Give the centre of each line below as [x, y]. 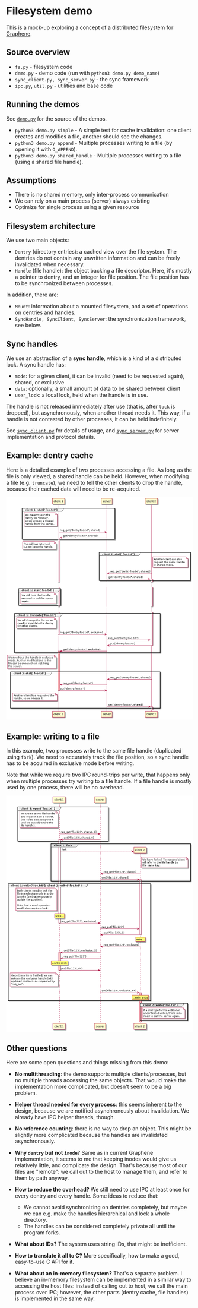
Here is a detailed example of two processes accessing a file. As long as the [99, 470]
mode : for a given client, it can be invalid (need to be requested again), [100, 376]
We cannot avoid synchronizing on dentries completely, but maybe [105, 1208]
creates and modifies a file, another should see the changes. [89, 136]
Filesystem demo [49, 11]
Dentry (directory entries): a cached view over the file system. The [95, 252]
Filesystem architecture [51, 226]
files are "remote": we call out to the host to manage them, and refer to [101, 1172]
